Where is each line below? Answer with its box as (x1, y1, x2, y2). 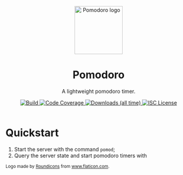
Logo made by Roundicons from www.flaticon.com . (5, 163, 110, 169)
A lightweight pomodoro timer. (61, 87, 136, 95)
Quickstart (5, 127, 60, 140)
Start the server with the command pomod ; (14, 145, 116, 153)
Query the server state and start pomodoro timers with (14, 152, 147, 159)
